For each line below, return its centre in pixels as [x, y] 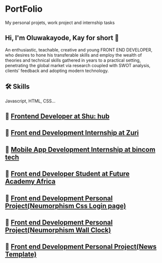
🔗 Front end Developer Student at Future [67, 174]
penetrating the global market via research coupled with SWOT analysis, [78, 65]
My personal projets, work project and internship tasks [60, 23]
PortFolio [24, 9]
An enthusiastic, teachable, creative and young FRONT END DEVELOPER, [79, 49]
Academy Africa [30, 181]
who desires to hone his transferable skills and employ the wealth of [74, 55]
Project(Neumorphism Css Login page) [66, 206]
